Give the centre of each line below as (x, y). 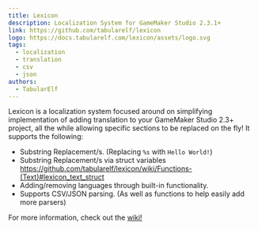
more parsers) (43, 202)
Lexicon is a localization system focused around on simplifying (110, 111)
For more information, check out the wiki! (75, 217)
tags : (17, 45)
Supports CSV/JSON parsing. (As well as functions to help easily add (132, 194)
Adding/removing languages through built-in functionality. (114, 186)
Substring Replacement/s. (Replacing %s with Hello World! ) (116, 152)
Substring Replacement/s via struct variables (93, 160)
